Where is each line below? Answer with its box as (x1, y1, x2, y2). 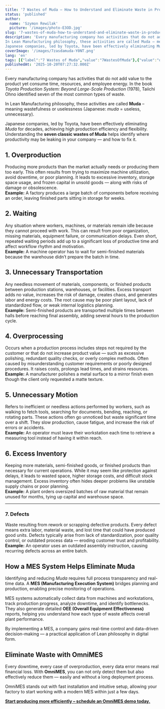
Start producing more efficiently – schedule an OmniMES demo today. (5, 698, 151, 704)
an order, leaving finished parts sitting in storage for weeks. (5, 195, 126, 201)
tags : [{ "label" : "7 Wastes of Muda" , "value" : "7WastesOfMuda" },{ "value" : (5, 58, 157, 62)
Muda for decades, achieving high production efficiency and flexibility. (5, 126, 148, 132)
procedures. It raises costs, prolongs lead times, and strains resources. (5, 366, 149, 372)
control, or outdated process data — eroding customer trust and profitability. (5, 537, 160, 544)
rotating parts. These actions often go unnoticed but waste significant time (5, 414, 156, 420)
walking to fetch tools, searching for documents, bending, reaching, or (5, 409, 148, 415)
